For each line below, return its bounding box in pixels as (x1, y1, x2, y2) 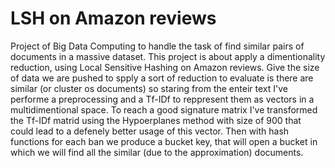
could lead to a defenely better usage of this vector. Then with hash (10, 125, 290, 137)
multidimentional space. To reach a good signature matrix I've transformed (10, 103, 318, 116)
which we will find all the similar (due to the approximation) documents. (10, 146, 304, 158)
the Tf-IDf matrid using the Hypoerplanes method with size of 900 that (10, 114, 302, 126)
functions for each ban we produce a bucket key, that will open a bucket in (10, 135, 318, 147)
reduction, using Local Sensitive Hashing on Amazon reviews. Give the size (10, 61, 320, 73)
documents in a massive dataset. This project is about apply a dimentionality (10, 50, 326, 62)
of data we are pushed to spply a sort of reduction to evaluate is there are (10, 72, 314, 84)
